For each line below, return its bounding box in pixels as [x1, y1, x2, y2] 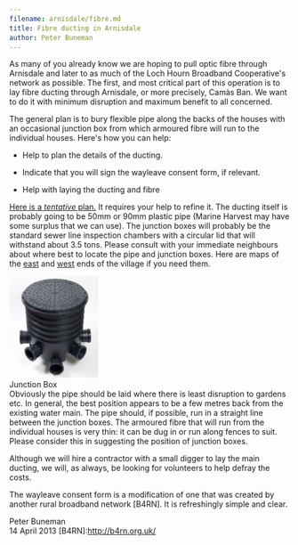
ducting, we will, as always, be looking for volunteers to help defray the [9, 463, 270, 474]
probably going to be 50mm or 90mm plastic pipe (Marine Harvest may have [9, 211, 290, 222]
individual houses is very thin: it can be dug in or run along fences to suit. [9, 427, 278, 437]
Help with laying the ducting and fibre [21, 184, 160, 195]
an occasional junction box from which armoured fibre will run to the [9, 123, 260, 134]
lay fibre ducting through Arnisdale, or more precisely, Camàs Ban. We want [9, 87, 287, 98]
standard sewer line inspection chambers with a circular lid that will [9, 230, 256, 240]
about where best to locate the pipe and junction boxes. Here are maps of [9, 249, 279, 260]
